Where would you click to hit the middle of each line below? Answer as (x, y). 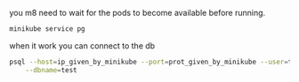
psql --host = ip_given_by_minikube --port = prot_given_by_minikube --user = (149, 62)
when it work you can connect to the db (82, 45)
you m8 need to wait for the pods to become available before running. (137, 13)
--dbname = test (51, 70)
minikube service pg (48, 29)
